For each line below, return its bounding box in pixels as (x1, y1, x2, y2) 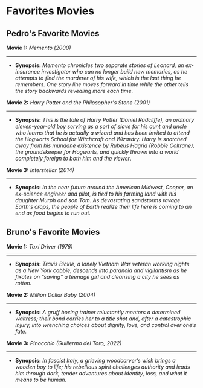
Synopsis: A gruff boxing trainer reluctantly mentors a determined (14, 308, 181, 316)
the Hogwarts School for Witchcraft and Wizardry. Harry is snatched (14, 136, 187, 142)
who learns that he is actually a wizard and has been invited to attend (14, 129, 190, 136)
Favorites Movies (6, 4, 95, 18)
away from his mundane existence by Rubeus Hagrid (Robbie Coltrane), (14, 142, 195, 149)
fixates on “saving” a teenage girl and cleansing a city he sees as (14, 273, 180, 280)
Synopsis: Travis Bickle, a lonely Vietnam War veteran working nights (14, 260, 190, 267)
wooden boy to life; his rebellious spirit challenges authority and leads (14, 363, 190, 371)
